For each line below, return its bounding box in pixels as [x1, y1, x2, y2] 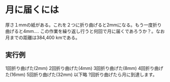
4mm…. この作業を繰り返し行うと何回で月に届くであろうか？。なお [22, 28, 165, 34]
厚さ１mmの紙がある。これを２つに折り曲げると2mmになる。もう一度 [5, 22, 153, 28]
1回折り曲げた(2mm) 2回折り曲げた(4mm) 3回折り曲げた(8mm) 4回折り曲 [5, 65, 159, 71]
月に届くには [5, 4, 60, 16]
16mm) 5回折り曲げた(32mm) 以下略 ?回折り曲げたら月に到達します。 [11, 71, 157, 77]
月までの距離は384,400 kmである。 [5, 34, 80, 40]
